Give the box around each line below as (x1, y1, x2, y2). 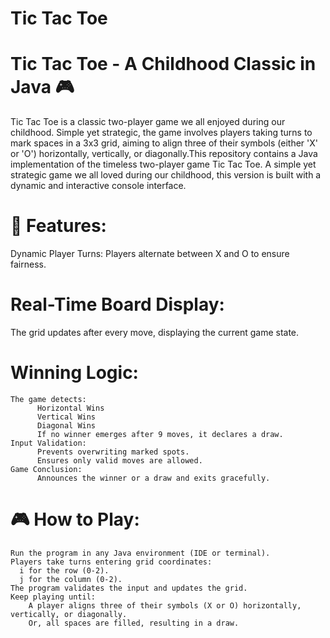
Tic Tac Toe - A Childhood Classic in (10, 53, 317, 76)
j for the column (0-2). (19, 574, 123, 584)
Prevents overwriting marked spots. (36, 447, 190, 457)
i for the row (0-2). (19, 565, 110, 576)
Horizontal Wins (36, 403, 105, 413)
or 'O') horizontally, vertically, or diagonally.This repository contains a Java (10, 148, 318, 160)
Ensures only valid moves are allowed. (36, 455, 203, 466)
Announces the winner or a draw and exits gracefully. (36, 473, 271, 483)
